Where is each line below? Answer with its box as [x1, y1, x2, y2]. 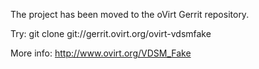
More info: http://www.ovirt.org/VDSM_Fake [10, 47, 192, 59]
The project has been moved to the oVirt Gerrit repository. [10, 9, 250, 20]
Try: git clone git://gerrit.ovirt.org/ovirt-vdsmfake [10, 28, 212, 39]
